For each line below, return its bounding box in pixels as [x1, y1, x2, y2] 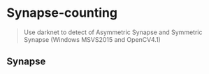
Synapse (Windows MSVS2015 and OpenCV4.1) [23, 35, 161, 43]
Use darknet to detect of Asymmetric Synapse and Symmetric [23, 28, 203, 36]
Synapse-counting [6, 5, 118, 21]
